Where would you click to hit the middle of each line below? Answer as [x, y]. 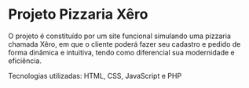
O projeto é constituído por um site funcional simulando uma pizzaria [120, 36]
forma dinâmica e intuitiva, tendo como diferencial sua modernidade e [122, 52]
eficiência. [25, 61]
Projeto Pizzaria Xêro [78, 14]
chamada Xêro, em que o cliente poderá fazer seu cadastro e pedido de [124, 44]
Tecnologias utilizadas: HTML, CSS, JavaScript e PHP [95, 76]
